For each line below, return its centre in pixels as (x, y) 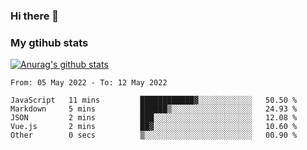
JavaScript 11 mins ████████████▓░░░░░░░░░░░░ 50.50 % (154, 100)
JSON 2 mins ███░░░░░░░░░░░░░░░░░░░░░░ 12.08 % (154, 118)
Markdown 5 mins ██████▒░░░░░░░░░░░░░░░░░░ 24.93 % (154, 109)
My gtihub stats (49, 42)
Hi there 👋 (35, 16)
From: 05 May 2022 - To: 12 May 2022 (89, 83)
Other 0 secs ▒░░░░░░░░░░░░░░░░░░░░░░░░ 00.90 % (154, 135)
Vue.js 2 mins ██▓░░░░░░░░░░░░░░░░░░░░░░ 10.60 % (154, 127)
